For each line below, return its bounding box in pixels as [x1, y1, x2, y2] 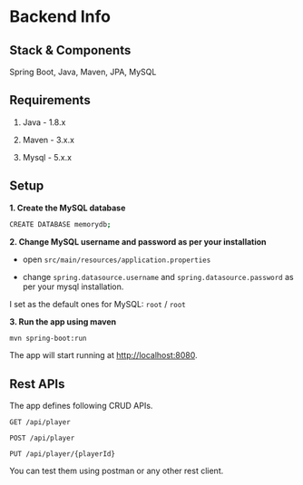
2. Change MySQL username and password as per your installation [9, 236, 267, 247]
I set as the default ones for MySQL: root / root [9, 298, 186, 309]
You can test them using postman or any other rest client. [9, 465, 224, 477]
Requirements [9, 92, 91, 108]
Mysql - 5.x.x [22, 151, 73, 162]
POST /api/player [9, 433, 75, 443]
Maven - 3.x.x [22, 134, 75, 145]
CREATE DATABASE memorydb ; [9, 219, 112, 228]
